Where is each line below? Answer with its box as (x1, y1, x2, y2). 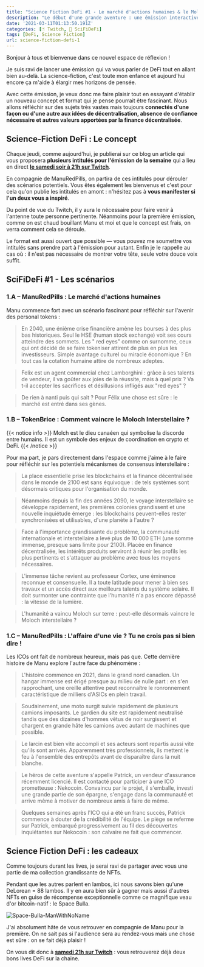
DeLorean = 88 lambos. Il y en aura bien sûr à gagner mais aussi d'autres (6, 887, 189, 894)
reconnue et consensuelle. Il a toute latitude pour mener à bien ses (21, 578, 189, 586)
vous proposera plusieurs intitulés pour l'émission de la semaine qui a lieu (6, 156, 195, 164)
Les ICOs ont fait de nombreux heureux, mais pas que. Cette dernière (6, 653, 180, 661)
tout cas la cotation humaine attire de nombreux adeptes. (21, 357, 165, 364)
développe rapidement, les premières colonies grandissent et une (21, 503, 186, 510)
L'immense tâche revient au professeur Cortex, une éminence (21, 572, 176, 579)
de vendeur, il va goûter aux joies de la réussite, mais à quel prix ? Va (21, 375, 194, 382)
